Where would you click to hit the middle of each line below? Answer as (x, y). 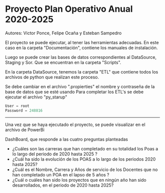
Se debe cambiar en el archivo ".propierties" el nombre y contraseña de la (80, 86)
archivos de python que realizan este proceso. (52, 77)
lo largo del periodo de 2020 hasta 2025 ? (55, 154)
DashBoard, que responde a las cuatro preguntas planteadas (67, 139)
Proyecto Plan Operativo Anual (69, 9)
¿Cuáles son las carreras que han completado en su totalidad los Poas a (85, 148)
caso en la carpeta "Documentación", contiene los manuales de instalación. (82, 48)
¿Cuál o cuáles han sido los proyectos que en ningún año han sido (79, 180)
